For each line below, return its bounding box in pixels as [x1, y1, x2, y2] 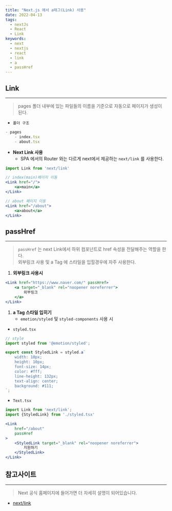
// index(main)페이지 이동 [5, 175, 58, 180]
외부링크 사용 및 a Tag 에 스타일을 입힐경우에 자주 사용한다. [17, 259, 136, 265]
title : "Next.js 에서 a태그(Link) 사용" [5, 7, 86, 13]
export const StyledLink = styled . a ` [5, 350, 86, 355]
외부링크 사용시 [12, 270, 44, 276]
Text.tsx [12, 399, 32, 404]
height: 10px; [14, 359, 45, 365]
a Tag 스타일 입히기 [12, 309, 52, 315]
